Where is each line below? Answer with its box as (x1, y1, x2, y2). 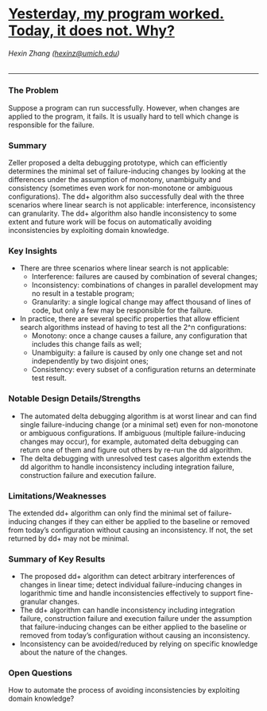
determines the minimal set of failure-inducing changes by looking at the (8, 166, 246, 176)
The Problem (8, 85, 60, 96)
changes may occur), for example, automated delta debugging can (19, 437, 239, 446)
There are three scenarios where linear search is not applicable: (19, 263, 229, 273)
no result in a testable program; (31, 289, 135, 298)
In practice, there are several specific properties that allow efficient (19, 314, 240, 324)
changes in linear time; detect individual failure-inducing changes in (19, 580, 242, 589)
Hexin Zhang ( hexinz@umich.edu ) (8, 49, 120, 58)
